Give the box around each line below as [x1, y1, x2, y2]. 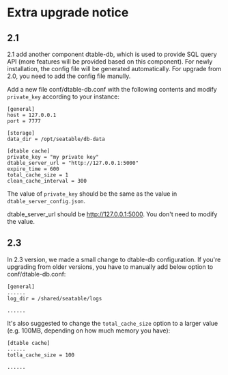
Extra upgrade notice [7, 5, 129, 21]
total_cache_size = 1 [7, 172, 69, 179]
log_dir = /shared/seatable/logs [7, 295, 102, 302]
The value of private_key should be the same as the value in [7, 190, 177, 198]
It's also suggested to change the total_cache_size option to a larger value [7, 319, 218, 327]
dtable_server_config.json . [7, 197, 86, 205]
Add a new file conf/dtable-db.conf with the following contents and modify [7, 86, 217, 93]
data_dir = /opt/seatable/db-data [7, 135, 106, 142]
